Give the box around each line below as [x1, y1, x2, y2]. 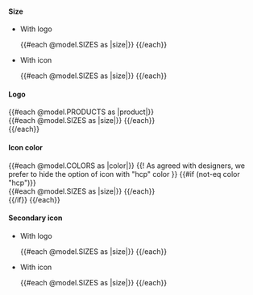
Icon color [8, 143, 43, 152]
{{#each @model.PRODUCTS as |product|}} [8, 107, 155, 117]
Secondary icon [8, 213, 63, 223]
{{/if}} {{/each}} [8, 195, 60, 204]
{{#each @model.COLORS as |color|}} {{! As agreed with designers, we [8, 161, 246, 170]
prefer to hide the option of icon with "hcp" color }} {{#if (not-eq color [8, 169, 240, 178]
